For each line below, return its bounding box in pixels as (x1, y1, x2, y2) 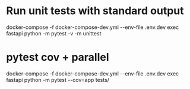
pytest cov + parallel (6, 51, 109, 64)
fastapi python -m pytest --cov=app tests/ (6, 76, 110, 83)
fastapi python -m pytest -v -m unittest (6, 29, 102, 37)
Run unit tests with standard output (6, 4, 184, 18)
